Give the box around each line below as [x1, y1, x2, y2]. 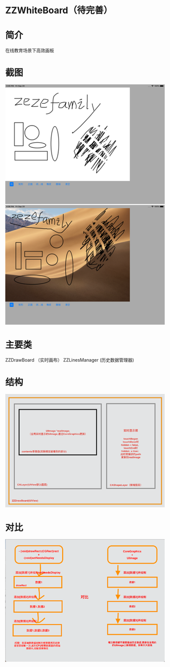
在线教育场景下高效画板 [5, 48, 54, 54]
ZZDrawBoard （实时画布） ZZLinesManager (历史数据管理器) [5, 357, 134, 363]
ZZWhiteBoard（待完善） [5, 5, 113, 16]
